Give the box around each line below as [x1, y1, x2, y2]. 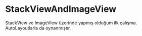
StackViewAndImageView [5, 3, 117, 15]
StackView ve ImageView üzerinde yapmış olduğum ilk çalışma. [5, 20, 137, 26]
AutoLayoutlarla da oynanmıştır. [5, 25, 71, 31]
